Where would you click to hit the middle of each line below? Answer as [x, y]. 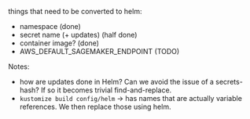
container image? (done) [59, 43]
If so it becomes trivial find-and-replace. [106, 90]
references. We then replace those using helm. [95, 106]
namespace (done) [50, 26]
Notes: [19, 67]
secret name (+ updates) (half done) [78, 35]
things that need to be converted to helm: [75, 11]
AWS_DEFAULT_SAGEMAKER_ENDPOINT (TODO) [99, 51]
